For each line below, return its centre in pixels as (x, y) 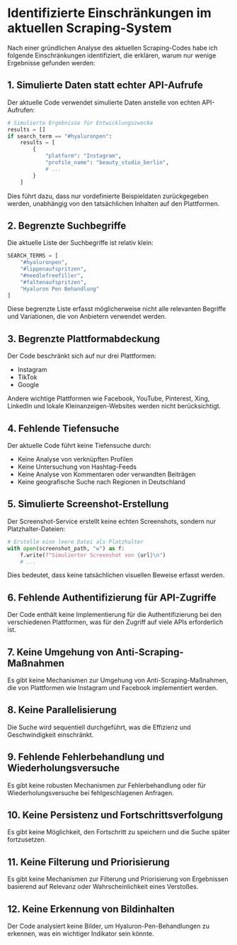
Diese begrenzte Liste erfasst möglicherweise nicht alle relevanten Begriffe (117, 309)
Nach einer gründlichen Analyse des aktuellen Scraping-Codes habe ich (112, 48)
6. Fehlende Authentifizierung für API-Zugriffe (112, 597)
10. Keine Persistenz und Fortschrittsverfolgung (115, 815)
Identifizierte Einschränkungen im (109, 13)
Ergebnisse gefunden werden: (51, 62)
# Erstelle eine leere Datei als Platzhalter (75, 542)
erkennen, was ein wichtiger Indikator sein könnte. (81, 934)
